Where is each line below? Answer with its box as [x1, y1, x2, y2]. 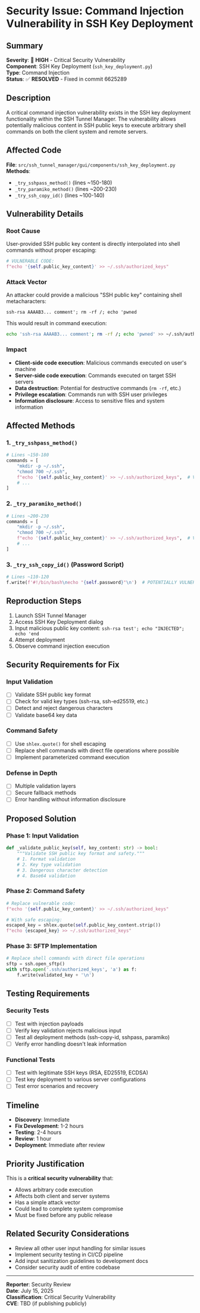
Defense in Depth [6, 768, 58, 777]
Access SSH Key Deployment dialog [14, 618, 104, 625]
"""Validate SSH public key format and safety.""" [17, 851, 145, 857]
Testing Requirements [6, 988, 90, 999]
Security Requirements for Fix [6, 660, 120, 670]
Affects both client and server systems [14, 1192, 110, 1200]
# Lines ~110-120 [6, 574, 49, 580]
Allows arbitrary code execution [14, 1186, 93, 1193]
